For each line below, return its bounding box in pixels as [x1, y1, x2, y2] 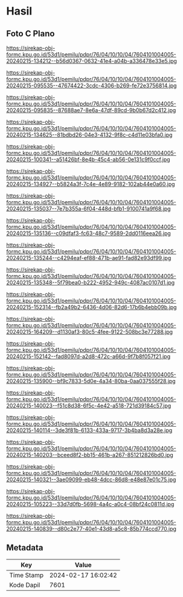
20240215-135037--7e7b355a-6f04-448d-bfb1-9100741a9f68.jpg [6, 205, 171, 212]
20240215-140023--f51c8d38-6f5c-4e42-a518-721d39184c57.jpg [6, 402, 172, 409]
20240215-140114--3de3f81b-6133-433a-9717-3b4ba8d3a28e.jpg [6, 427, 173, 434]
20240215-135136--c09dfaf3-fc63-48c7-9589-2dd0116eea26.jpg [6, 230, 171, 237]
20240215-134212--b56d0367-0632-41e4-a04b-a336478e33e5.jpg [6, 58, 177, 64]
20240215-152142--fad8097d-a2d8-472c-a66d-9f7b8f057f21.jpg [6, 353, 171, 360]
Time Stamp [9, 571, 44, 579]
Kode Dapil [9, 581, 40, 589]
